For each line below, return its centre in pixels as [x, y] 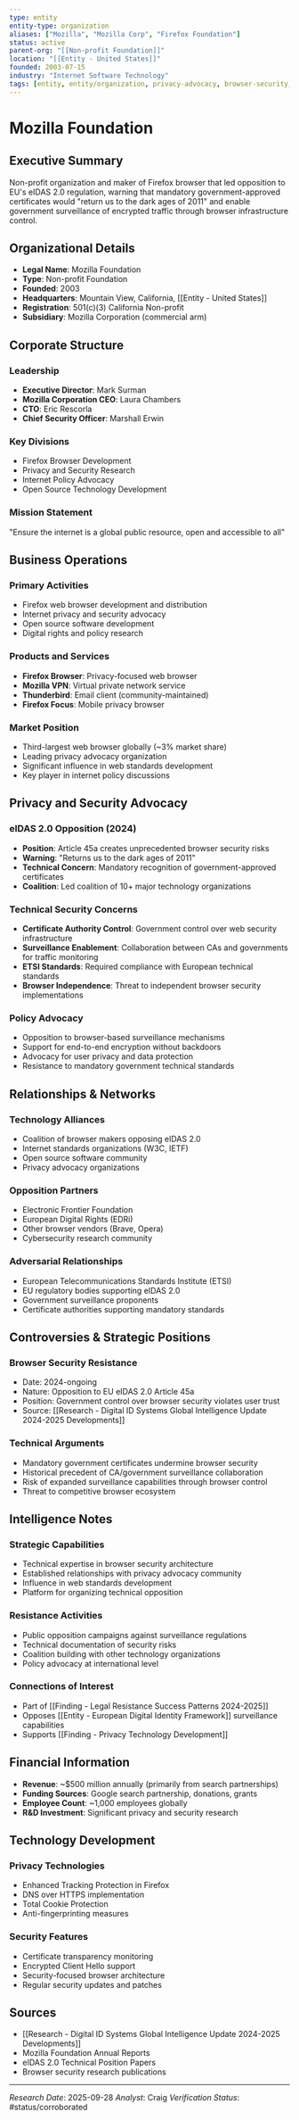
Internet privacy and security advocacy [94, 614]
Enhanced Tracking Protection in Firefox [96, 1885]
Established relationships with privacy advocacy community [132, 1573]
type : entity [33, 17]
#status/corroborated [48, 2108]
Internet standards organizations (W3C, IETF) [105, 1148]
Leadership [34, 370]
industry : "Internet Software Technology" [89, 76]
